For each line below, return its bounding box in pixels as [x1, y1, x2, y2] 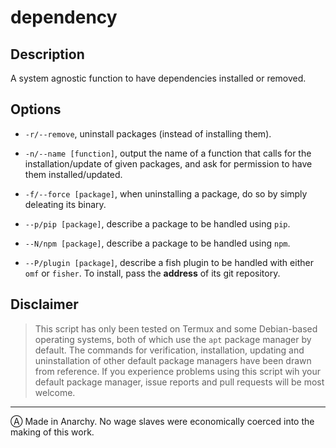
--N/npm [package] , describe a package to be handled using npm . [24, 237, 291, 249]
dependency [10, 6, 118, 29]
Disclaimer [10, 296, 79, 313]
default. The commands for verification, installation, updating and [34, 344, 305, 356]
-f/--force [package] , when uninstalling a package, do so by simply [24, 187, 308, 200]
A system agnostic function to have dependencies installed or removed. [10, 72, 307, 84]
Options [10, 101, 62, 118]
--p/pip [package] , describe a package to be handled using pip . [24, 217, 291, 230]
